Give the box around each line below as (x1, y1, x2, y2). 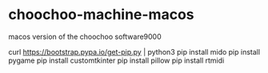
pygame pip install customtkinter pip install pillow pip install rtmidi (8, 56, 225, 65)
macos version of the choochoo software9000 (8, 32, 162, 41)
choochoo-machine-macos (8, 6, 194, 24)
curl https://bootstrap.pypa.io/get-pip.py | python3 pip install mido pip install (8, 47, 261, 56)
